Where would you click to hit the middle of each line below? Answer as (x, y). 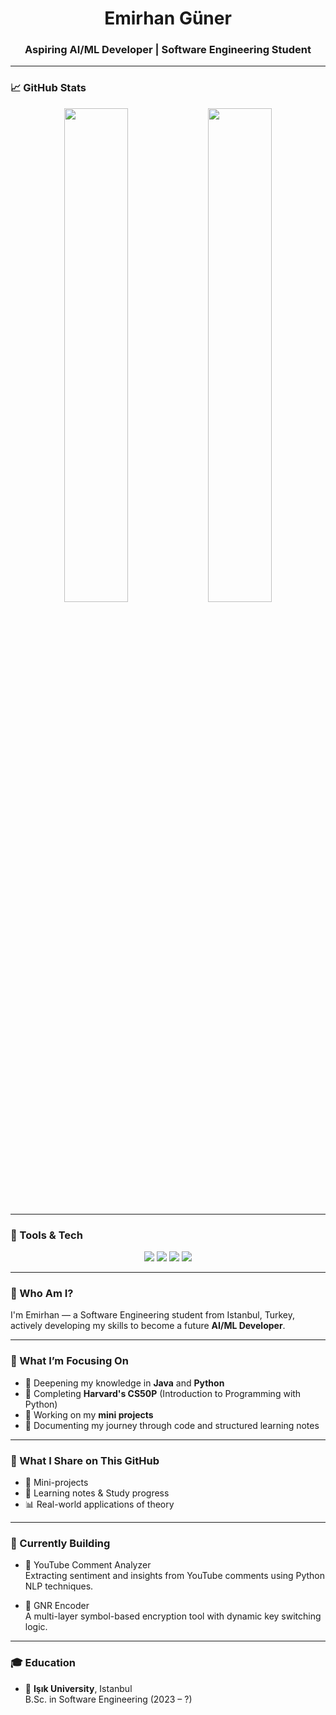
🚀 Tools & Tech (46, 1235)
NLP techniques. (59, 1586)
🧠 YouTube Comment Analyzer (88, 1565)
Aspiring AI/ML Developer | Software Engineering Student (168, 50)
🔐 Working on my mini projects (89, 1414)
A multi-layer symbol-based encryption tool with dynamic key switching (173, 1616)
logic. (36, 1627)
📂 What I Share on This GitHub (85, 1460)
